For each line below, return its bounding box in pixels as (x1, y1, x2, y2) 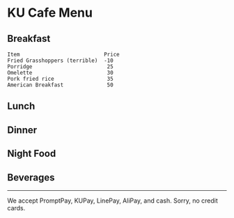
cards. (7, 203, 26, 212)
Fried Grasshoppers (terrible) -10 (7, 57, 114, 64)
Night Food (7, 148, 56, 159)
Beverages (7, 171, 55, 183)
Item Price (7, 51, 120, 58)
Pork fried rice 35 (7, 75, 114, 82)
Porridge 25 (7, 63, 114, 70)
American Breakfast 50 (7, 81, 114, 88)
